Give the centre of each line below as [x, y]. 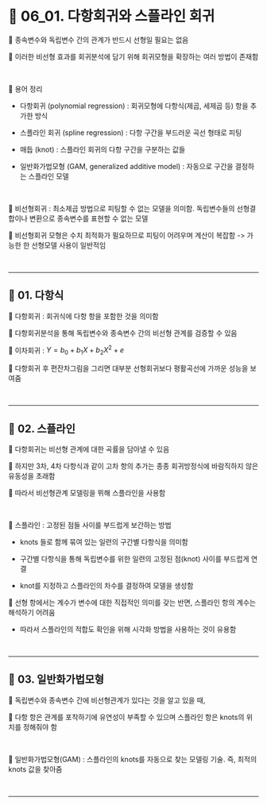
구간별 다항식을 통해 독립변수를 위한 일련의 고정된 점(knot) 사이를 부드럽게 [134, 559]
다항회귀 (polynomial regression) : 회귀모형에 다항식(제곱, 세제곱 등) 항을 [134, 106]
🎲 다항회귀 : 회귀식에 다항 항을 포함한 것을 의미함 [83, 316]
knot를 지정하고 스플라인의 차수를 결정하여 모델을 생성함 [106, 586]
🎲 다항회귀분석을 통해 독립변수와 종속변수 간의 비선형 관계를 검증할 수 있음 [123, 333]
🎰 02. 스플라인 [42, 428]
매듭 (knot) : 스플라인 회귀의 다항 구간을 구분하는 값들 [103, 149]
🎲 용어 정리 [25, 89]
